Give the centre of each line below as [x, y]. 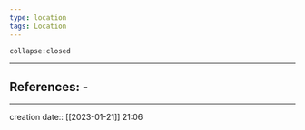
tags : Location [38, 26]
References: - [49, 87]
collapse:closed [40, 51]
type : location [38, 18]
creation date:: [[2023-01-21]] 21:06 [76, 117]
